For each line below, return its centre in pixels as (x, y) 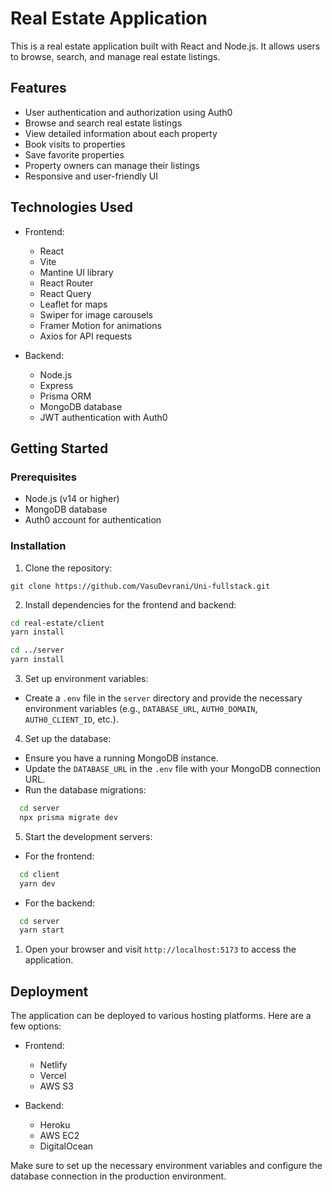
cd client (39, 874)
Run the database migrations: (85, 790)
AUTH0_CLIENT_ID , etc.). (71, 719)
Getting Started (59, 448)
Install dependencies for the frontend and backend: (130, 604)
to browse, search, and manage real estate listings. (115, 56)
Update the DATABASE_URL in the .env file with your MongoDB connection (173, 769)
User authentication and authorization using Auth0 (128, 112)
